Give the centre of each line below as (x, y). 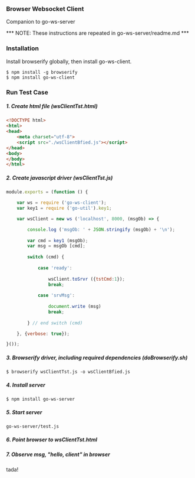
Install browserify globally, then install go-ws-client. (69, 61)
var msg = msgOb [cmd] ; (56, 246)
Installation (23, 48)
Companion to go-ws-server (41, 22)
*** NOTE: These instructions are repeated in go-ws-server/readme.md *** (98, 33)
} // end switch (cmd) (55, 323)
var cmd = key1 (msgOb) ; (58, 240)
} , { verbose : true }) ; (43, 334)
